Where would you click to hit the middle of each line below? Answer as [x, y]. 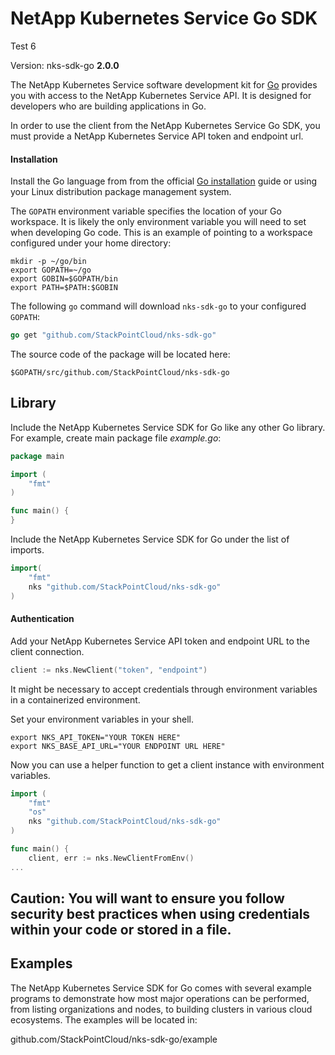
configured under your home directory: [91, 243]
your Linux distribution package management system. [121, 192]
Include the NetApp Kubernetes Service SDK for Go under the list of [150, 539]
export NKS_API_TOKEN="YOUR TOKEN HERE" [96, 737]
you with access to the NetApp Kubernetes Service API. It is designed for [161, 95]
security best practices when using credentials [160, 914]
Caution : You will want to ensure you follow [147, 898]
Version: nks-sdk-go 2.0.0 [65, 65]
